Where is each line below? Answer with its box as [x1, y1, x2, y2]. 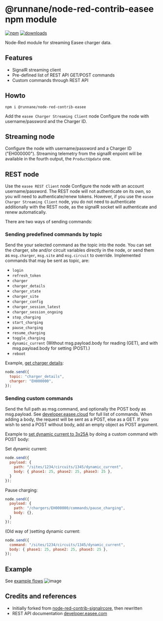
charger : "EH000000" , [9, 379, 54, 384]
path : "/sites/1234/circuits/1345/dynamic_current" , [14, 465, 123, 469]
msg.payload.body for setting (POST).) [12, 345, 90, 351]
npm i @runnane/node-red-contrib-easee [5, 104, 86, 109]
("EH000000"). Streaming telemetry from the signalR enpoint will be [5, 151, 143, 156]
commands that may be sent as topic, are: [5, 258, 89, 263]
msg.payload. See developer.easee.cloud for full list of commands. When [5, 411, 153, 417]
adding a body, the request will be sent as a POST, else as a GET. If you [5, 416, 149, 422]
